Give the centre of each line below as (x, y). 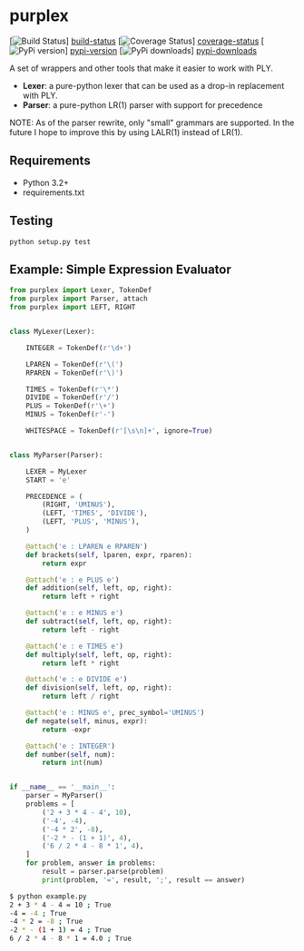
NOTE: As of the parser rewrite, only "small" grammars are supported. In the (152, 123)
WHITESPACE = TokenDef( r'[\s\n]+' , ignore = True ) (119, 431)
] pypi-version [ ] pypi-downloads (161, 50)
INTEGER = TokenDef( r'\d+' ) (78, 348)
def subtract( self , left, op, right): (99, 622)
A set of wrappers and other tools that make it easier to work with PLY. (142, 68)
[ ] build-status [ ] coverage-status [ (137, 41)
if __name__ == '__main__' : (63, 787)
